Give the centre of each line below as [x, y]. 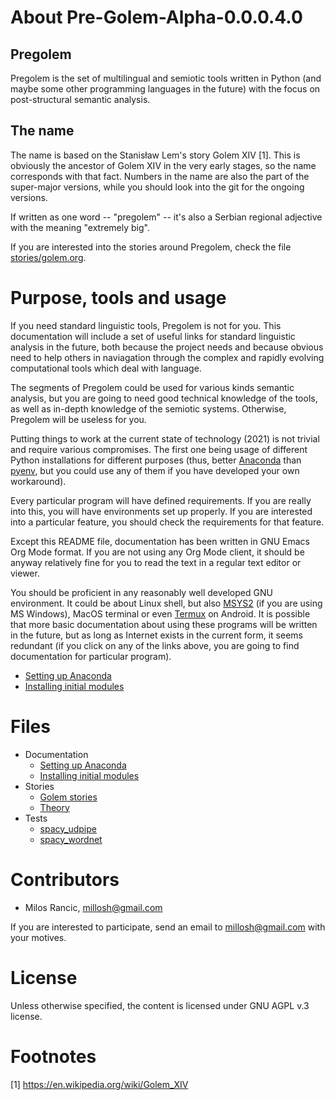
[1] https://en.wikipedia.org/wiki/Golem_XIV [99, 1084]
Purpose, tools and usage [118, 298]
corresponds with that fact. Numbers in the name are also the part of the [160, 176]
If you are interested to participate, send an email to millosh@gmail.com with [168, 927]
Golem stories [68, 797]
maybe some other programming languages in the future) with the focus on [165, 89]
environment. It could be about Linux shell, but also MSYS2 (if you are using [166, 603]
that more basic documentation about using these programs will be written [164, 624]
